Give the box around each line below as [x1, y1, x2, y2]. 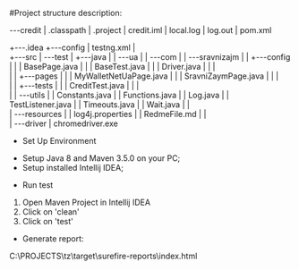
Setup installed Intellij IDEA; [21, 163, 124, 173]
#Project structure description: [9, 8, 123, 18]
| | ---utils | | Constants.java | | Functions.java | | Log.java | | [9, 89, 230, 100]
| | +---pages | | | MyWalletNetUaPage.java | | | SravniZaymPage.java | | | [9, 71, 279, 81]
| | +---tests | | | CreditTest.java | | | [9, 80, 140, 90]
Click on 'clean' [21, 207, 81, 217]
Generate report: [21, 233, 84, 244]
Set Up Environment [21, 136, 97, 146]
